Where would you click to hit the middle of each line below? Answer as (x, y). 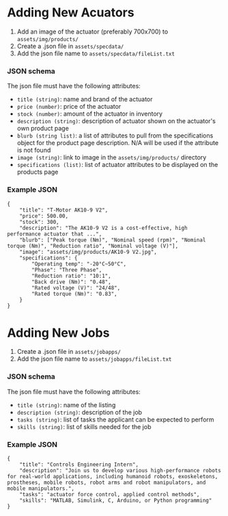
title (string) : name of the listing (66, 404)
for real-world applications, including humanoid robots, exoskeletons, (113, 477)
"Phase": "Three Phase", (67, 270)
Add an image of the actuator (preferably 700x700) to (92, 31)
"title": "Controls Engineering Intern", (79, 465)
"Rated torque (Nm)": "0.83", (74, 294)
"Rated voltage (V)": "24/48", (76, 288)
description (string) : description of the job (79, 412)
